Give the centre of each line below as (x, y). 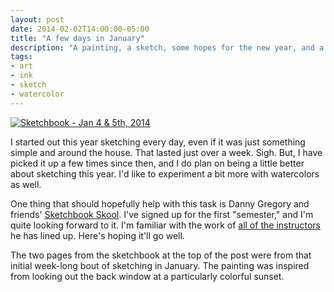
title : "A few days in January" (77, 38)
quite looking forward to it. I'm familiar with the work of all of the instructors (166, 225)
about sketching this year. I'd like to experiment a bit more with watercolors (165, 173)
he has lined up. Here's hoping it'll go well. (97, 235)
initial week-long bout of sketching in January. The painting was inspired (160, 265)
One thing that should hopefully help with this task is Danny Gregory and (160, 203)
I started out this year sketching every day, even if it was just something (158, 142)
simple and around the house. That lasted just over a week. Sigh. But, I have (166, 152)
